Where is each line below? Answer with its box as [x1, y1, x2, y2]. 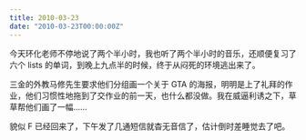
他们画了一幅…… [25, 101, 88, 112]
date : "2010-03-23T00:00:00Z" [9, 22, 125, 31]
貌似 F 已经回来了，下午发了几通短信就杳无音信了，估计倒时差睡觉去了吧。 [9, 120, 291, 132]
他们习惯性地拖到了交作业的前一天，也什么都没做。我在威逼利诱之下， [25, 90, 289, 101]
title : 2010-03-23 [9, 13, 79, 23]
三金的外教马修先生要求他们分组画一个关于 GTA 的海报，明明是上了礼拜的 [9, 78, 285, 89]
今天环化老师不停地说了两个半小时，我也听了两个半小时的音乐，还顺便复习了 [9, 47, 297, 59]
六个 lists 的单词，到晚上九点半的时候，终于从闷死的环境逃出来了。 [9, 59, 260, 70]
